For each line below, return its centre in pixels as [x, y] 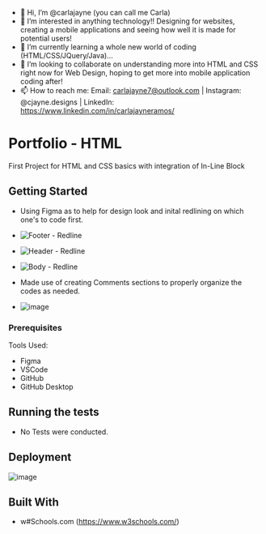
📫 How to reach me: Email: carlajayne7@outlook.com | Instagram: [131, 90]
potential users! [46, 38]
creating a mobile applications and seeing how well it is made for [128, 30]
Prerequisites [35, 327]
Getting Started [48, 192]
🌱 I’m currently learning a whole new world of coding [108, 47]
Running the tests [54, 412]
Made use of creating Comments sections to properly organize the [131, 282]
